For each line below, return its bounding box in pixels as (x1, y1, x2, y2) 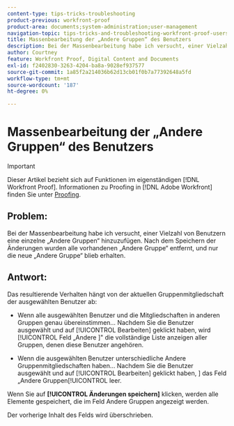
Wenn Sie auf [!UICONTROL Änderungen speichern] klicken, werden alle (7, 390, 219, 398)
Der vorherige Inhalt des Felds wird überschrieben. (7, 411, 153, 419)
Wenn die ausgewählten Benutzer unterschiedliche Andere (17, 353, 187, 363)
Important (7, 162, 36, 171)
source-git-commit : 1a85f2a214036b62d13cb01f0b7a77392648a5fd (7, 68, 192, 75)
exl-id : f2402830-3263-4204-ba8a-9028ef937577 (7, 62, 145, 69)
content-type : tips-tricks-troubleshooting (7, 10, 136, 17)
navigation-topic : (7, 29, 61, 37)
